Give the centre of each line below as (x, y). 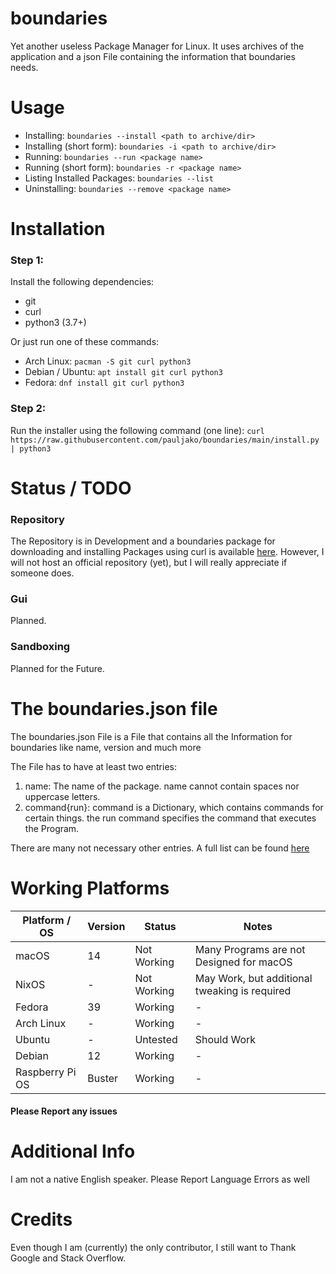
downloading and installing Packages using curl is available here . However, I (167, 552)
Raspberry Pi (46, 1072)
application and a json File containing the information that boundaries (153, 56)
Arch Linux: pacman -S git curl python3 (108, 361)
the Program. (52, 828)
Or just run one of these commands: (85, 342)
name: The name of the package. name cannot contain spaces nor (162, 786)
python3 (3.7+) (55, 323)
